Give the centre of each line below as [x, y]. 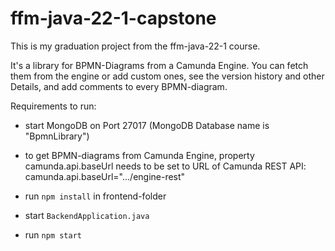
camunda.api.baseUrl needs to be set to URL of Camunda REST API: [165, 166]
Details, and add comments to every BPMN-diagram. [119, 86]
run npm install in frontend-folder [95, 196]
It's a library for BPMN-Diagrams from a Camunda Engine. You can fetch [159, 65]
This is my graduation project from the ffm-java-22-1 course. [135, 46]
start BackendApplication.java [87, 215]
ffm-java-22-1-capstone [113, 18]
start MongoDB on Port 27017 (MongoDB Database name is [147, 125]
